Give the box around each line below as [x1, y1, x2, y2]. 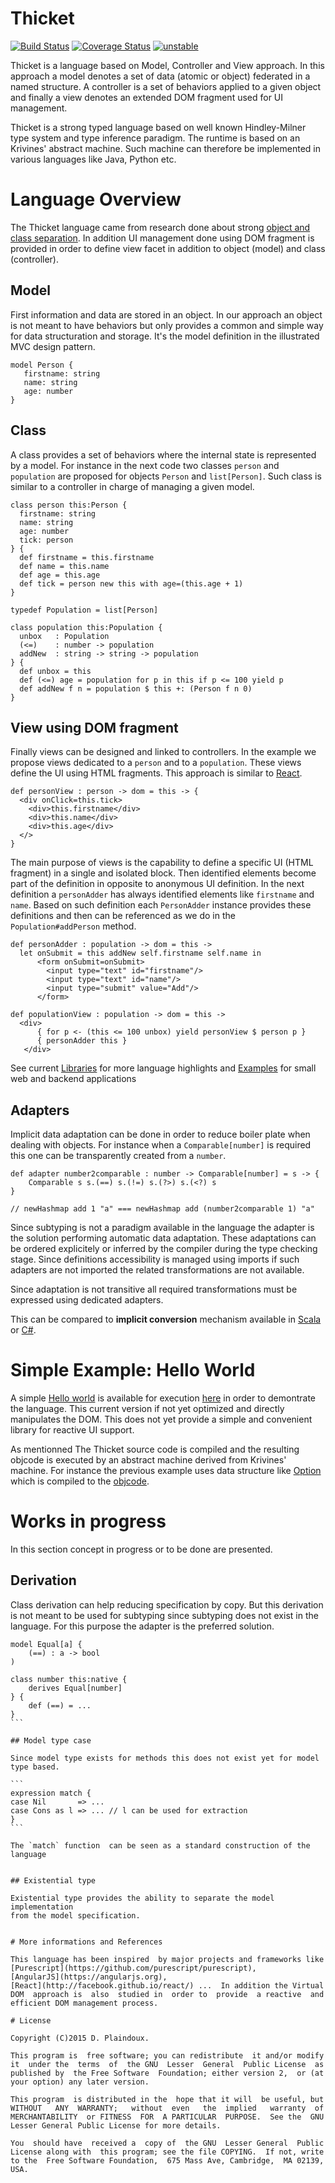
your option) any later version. [10, 2077, 150, 2087]
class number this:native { [10, 1674, 128, 1684]
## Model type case [10, 1735, 92, 1746]
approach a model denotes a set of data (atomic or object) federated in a [10, 70, 311, 82]
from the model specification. [10, 1910, 141, 1921]
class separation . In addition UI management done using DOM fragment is [10, 232, 315, 244]
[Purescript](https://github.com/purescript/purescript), [10, 1963, 257, 1973]
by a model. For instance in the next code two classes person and [10, 459, 280, 471]
